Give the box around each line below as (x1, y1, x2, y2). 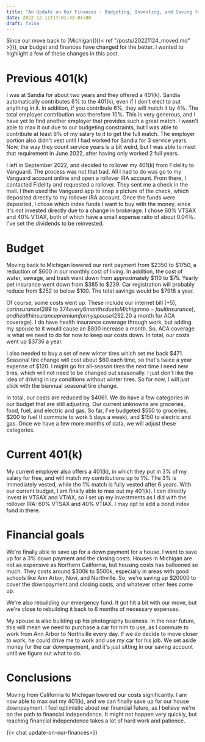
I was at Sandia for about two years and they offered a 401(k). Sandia (6, 91, 181, 99)
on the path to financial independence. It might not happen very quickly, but (6, 711, 197, 718)
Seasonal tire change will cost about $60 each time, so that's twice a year (6, 356, 192, 363)
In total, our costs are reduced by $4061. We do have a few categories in (6, 394, 189, 401)
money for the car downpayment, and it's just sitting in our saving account (6, 643, 193, 651)
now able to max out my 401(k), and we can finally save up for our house (6, 697, 189, 705)
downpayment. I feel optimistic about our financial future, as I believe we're (6, 704, 196, 712)
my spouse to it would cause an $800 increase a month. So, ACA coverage (6, 325, 195, 332)
